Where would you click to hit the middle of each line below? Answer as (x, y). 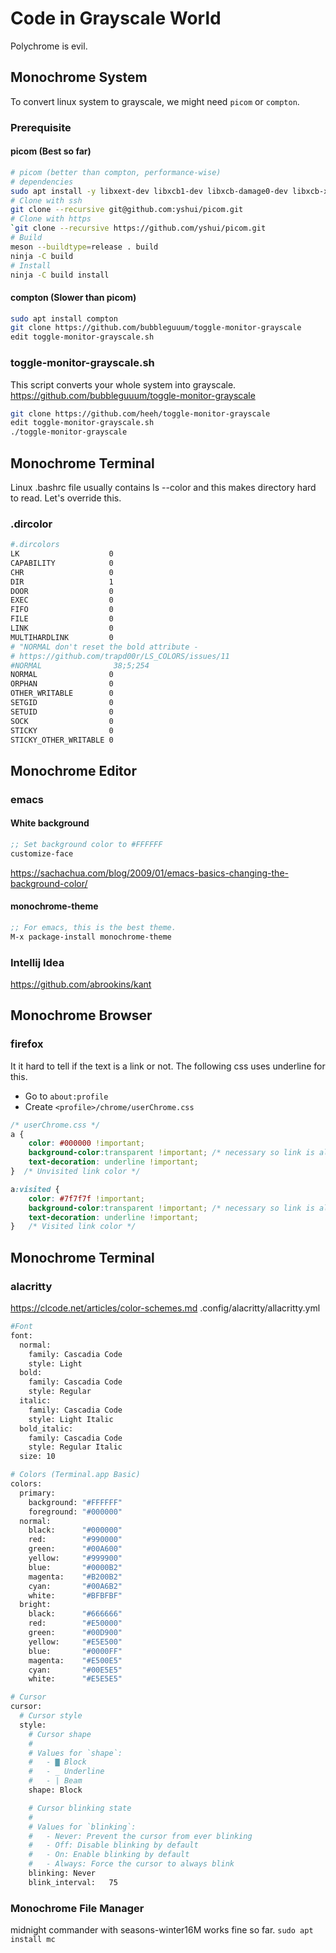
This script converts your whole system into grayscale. (123, 384)
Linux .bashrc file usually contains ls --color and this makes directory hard (163, 487)
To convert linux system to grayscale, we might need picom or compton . (155, 101)
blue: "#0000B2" (75, 1567)
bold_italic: (46, 1428)
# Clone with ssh (46, 200)
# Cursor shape (60, 1734)
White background (50, 823)
